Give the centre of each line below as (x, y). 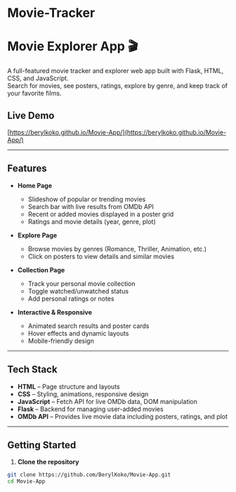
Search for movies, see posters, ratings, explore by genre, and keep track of (118, 86)
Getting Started (42, 445)
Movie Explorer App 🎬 (73, 46)
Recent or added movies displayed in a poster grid (101, 214)
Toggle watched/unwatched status (78, 291)
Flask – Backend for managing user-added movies (90, 409)
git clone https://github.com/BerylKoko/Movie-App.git (89, 475)
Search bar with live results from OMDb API (91, 206)
